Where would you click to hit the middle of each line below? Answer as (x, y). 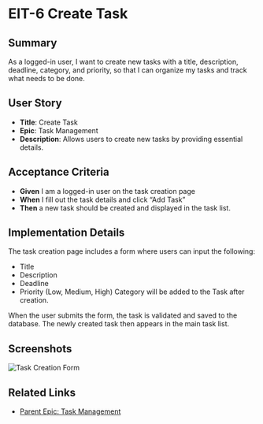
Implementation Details (67, 233)
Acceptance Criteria (59, 172)
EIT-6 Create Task (68, 14)
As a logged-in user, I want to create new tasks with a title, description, (123, 61)
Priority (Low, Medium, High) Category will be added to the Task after (132, 292)
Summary (33, 43)
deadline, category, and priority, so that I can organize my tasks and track (128, 70)
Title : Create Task (49, 122)
